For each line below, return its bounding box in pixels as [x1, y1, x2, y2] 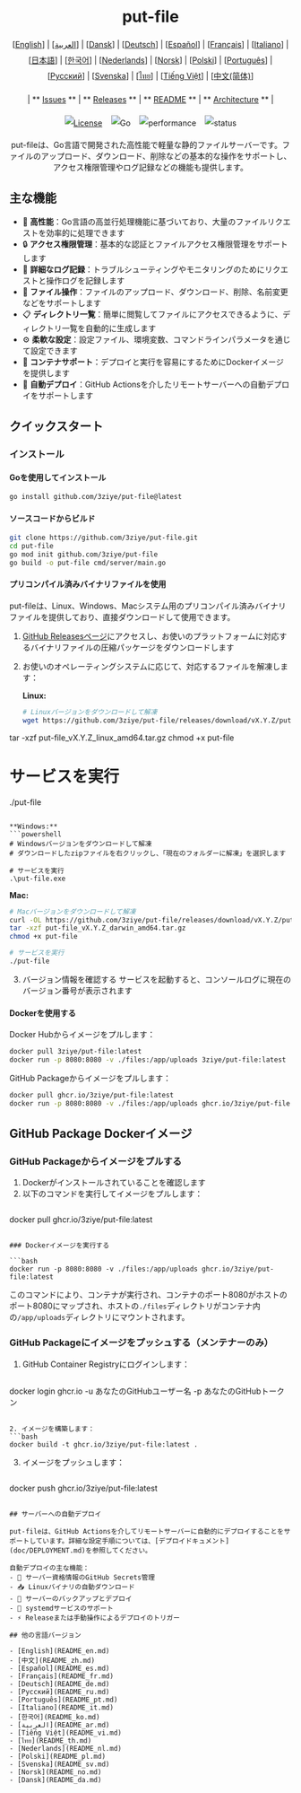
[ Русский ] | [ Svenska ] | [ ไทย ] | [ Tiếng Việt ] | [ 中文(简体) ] [47, 70, 254, 81]
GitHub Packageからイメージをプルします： [9, 1072, 172, 1083]
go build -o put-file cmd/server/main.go [9, 558, 167, 567]
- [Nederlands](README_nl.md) [9, 1744, 123, 1753]
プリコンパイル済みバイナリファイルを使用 [9, 579, 167, 590]
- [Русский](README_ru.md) [9, 1687, 110, 1696]
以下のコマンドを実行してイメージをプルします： [21, 1188, 203, 1199]
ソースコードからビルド [9, 512, 96, 523]
